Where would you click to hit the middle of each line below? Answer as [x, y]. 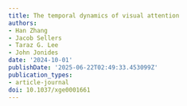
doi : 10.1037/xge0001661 [49, 90]
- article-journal [39, 82]
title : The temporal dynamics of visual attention [94, 16]
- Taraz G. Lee [33, 45]
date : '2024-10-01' [41, 61]
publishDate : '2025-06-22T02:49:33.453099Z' [83, 68]
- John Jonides [33, 53]
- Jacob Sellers [35, 38]
